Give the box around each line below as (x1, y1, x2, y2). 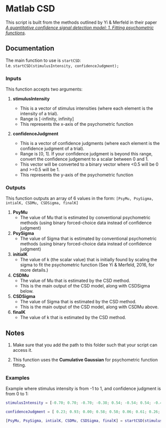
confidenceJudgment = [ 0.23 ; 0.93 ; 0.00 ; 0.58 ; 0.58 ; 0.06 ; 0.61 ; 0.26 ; (5, 409, 161, 415)
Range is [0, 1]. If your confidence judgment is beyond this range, (20, 151, 153, 157)
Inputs (5, 75, 22, 82)
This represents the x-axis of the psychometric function (20, 121, 133, 127)
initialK (12, 251, 28, 257)
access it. (12, 347, 33, 353)
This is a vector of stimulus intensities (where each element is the (20, 105, 153, 111)
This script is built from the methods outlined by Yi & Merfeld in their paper (5, 19, 157, 25)
